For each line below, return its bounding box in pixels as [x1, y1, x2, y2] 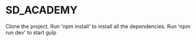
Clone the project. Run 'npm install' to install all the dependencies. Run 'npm [5, 23, 191, 30]
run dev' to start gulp [5, 29, 57, 36]
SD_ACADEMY [5, 3, 78, 17]
